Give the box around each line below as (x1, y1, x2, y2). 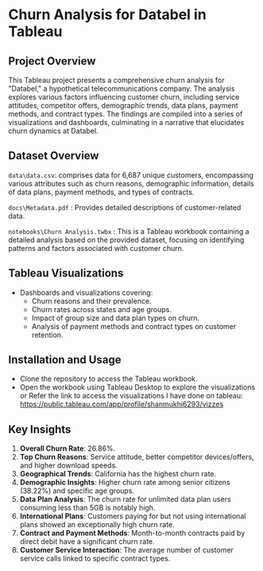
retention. (31, 330, 64, 339)
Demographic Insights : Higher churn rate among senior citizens (19, 478, 230, 487)
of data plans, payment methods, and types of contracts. (8, 187, 195, 197)
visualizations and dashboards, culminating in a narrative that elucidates (8, 118, 245, 127)
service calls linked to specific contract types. (19, 553, 171, 563)
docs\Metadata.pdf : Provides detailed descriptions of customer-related (8, 202, 242, 212)
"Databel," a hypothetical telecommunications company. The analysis (8, 84, 235, 93)
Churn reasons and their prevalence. (31, 296, 153, 306)
